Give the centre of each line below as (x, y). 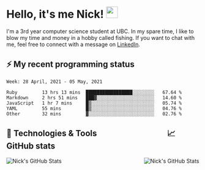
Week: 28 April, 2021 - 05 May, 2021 (54, 82)
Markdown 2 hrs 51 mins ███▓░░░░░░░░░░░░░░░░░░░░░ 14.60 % (94, 98)
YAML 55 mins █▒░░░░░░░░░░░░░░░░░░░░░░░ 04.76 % (94, 108)
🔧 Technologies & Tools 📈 (91, 133)
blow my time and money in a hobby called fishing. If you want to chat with (100, 37)
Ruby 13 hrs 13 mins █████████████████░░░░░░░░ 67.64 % (94, 92)
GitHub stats (31, 146)
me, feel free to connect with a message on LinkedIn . (73, 44)
